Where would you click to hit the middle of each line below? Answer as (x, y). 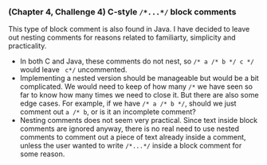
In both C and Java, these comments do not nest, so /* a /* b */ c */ (137, 61)
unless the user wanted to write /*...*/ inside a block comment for (131, 146)
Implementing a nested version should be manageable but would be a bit (139, 79)
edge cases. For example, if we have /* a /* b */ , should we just (128, 104)
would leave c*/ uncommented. (73, 70)
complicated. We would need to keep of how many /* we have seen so (136, 86)
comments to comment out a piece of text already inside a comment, (133, 137)
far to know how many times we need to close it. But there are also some (139, 95)
